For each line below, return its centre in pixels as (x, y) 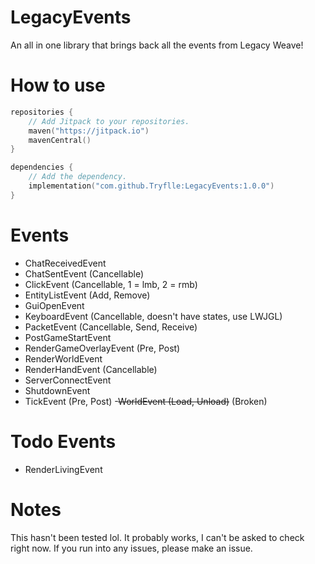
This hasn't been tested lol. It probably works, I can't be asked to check (157, 537)
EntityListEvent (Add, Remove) (87, 295)
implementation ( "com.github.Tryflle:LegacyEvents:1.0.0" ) (151, 186)
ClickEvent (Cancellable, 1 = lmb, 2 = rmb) (111, 284)
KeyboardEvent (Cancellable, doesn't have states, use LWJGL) (153, 316)
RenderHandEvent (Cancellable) (91, 369)
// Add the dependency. (78, 177)
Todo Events (63, 441)
